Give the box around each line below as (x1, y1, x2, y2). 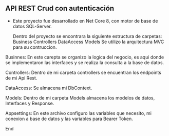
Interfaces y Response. (5, 100, 54, 106)
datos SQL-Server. (12, 23, 52, 29)
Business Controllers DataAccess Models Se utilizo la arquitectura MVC (12, 38, 164, 45)
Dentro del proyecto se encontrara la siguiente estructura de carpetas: (12, 33, 162, 39)
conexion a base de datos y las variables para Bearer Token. (5, 115, 133, 122)
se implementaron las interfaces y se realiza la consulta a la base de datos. (5, 59, 164, 66)
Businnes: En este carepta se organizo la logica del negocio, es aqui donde (5, 54, 164, 60)
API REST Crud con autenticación (5, 4, 115, 13)
